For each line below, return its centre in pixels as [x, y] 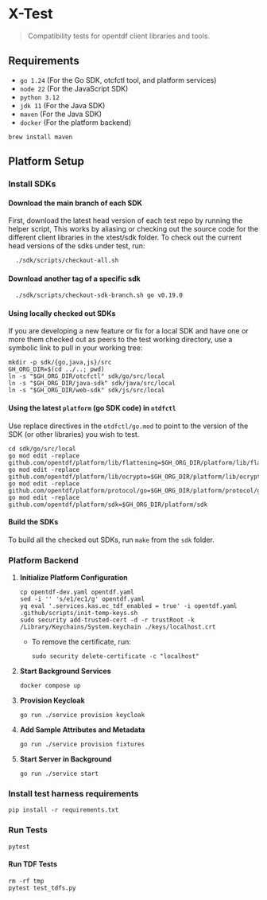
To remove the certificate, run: [81, 642]
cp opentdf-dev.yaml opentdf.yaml [77, 592]
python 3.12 [39, 97]
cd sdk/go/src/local [43, 449]
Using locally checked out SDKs [62, 313]
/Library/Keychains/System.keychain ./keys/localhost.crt [118, 627]
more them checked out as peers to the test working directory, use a [120, 340]
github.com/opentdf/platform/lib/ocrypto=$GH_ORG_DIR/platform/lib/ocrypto [136, 477]
